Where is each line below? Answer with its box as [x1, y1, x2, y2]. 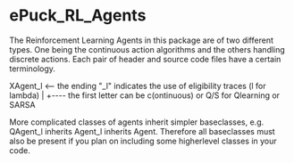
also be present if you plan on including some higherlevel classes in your [9, 135, 277, 146]
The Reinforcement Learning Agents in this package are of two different [9, 35, 274, 45]
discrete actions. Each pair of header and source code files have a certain [9, 53, 281, 64]
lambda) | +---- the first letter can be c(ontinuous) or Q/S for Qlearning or [9, 90, 280, 101]
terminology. [9, 63, 56, 74]
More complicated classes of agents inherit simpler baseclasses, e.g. [9, 117, 265, 127]
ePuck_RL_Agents [9, 5, 147, 26]
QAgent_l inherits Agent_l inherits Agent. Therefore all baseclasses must [9, 126, 275, 136]
